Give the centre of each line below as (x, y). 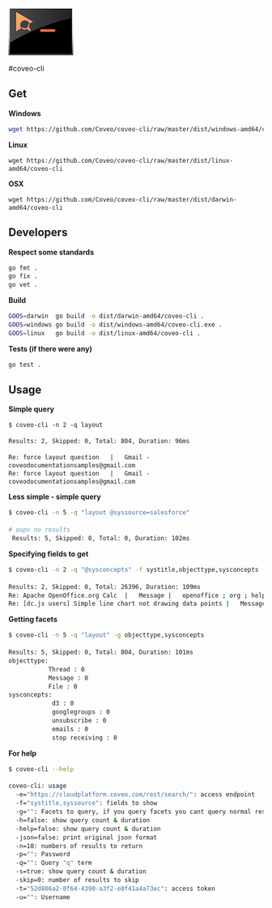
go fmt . (23, 268)
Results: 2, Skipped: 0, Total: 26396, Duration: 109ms (104, 586)
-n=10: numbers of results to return (79, 846)
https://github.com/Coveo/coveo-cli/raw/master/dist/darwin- (132, 199)
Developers (38, 233)
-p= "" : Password (43, 855)
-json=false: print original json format (87, 838)
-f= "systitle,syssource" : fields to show (87, 804)
